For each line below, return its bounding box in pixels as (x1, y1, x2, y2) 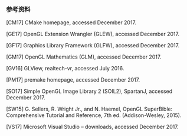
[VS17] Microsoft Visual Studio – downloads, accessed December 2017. (6, 123, 179, 131)
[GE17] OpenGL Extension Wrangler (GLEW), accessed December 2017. (6, 31, 180, 38)
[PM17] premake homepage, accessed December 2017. (6, 76, 140, 83)
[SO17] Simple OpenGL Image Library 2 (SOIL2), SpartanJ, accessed (6, 88, 173, 95)
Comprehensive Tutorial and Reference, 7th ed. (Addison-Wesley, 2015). (6, 112, 182, 119)
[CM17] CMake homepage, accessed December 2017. (6, 19, 137, 26)
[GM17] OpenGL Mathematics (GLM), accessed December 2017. (6, 53, 162, 60)
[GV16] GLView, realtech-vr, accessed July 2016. (6, 65, 124, 72)
